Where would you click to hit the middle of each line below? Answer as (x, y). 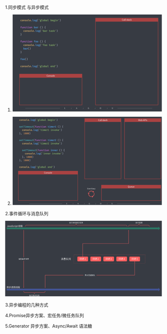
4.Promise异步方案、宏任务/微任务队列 (45, 316)
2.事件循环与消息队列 (27, 213)
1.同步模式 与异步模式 (27, 7)
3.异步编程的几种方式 (27, 305)
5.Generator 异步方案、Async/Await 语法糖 (49, 326)
